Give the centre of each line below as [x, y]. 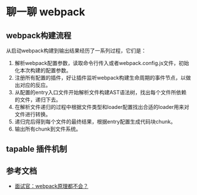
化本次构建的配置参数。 [43, 70]
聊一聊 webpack [46, 12]
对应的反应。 [35, 85]
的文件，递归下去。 [38, 100]
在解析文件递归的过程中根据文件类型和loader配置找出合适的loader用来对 [102, 107]
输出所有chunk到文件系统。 [48, 129]
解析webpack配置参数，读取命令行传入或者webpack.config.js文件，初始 [102, 63]
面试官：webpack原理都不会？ [51, 186]
